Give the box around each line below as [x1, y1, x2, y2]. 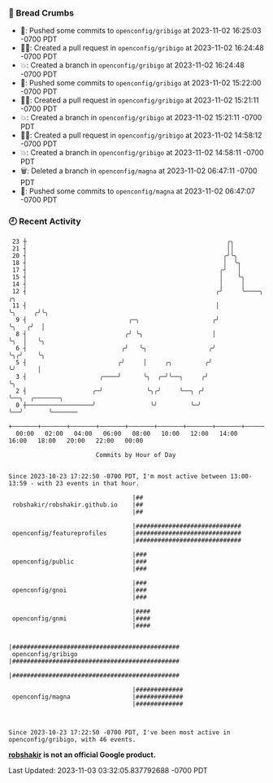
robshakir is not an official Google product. [8, 750, 156, 759]
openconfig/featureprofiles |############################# [11, 529, 242, 537]
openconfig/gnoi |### [11, 585, 148, 594]
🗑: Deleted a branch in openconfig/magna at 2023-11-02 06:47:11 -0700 [19, 166, 258, 176]
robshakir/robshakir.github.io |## [11, 500, 144, 509]
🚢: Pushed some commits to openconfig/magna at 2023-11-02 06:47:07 [19, 186, 256, 196]
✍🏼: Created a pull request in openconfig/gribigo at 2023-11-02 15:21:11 [19, 95, 259, 105]
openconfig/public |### [11, 557, 148, 566]
